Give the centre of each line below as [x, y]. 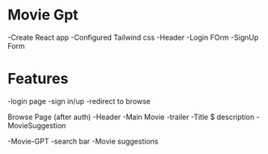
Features [38, 79]
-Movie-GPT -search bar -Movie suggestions [83, 141]
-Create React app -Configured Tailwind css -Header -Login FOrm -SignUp [133, 37]
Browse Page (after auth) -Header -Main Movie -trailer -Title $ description [131, 117]
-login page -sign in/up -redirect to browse [79, 101]
